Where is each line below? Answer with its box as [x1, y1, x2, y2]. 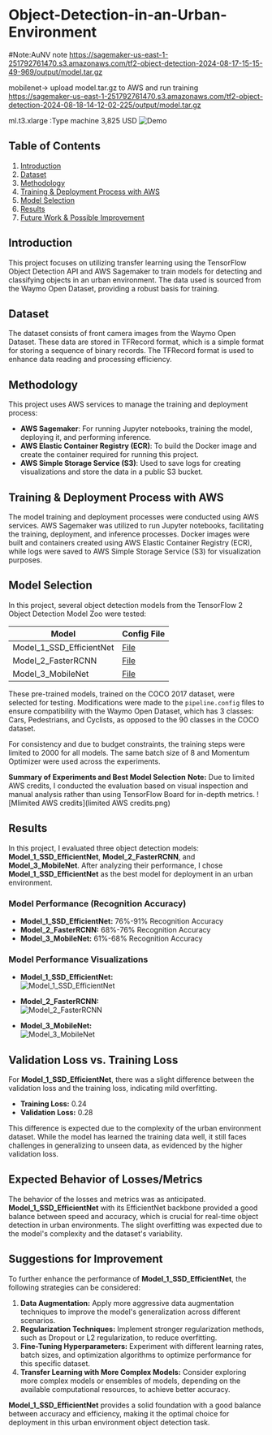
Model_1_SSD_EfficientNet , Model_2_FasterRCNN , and [8, 851, 196, 861]
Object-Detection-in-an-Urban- [8, 6, 227, 24]
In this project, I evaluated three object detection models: [8, 842, 199, 853]
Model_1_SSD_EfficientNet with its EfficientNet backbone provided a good [8, 1203, 258, 1213]
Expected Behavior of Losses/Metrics [8, 1173, 203, 1187]
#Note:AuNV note [8, 50, 67, 59]
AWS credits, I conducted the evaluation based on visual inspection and [8, 781, 248, 791]
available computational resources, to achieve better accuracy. [19, 1384, 231, 1394]
